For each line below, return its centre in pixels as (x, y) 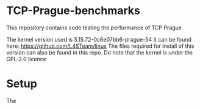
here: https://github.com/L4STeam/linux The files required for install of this (100, 46)
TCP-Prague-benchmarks (73, 11)
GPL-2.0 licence (27, 59)
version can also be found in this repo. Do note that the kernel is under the (100, 52)
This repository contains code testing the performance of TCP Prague (94, 28)
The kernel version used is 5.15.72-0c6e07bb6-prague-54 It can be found (99, 39)
